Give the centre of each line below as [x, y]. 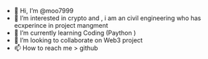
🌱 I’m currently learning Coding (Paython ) [75, 33]
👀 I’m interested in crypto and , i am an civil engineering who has [108, 18]
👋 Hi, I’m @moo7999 [44, 11]
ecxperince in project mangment [61, 25]
